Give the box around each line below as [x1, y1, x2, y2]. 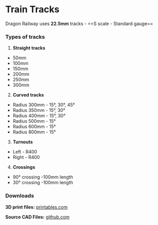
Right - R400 [12, 154, 40, 161]
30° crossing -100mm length [12, 179, 73, 186]
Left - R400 [12, 149, 37, 155]
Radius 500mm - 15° [12, 118, 56, 124]
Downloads [5, 192, 34, 199]
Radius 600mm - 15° [12, 124, 56, 130]
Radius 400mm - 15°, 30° [12, 112, 66, 119]
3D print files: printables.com [5, 204, 68, 210]
